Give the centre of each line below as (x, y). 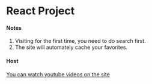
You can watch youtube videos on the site (58, 74)
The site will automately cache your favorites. (71, 47)
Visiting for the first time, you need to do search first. (80, 41)
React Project (41, 11)
